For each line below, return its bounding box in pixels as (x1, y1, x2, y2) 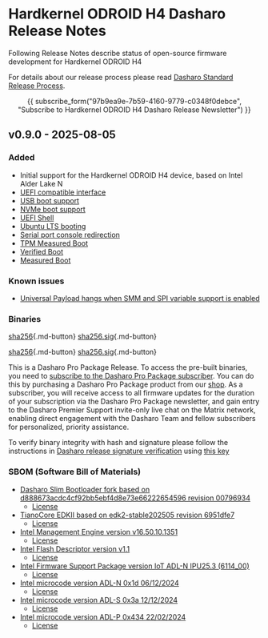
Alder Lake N (19, 179, 63, 188)
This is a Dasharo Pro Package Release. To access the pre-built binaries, (8, 363, 248, 372)
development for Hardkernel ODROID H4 (8, 57, 142, 66)
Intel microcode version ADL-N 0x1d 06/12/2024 (19, 578, 179, 588)
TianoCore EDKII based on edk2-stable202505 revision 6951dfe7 (19, 510, 235, 520)
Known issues (8, 275, 65, 287)
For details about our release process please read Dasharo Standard (8, 72, 234, 82)
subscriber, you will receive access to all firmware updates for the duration (8, 388, 254, 398)
